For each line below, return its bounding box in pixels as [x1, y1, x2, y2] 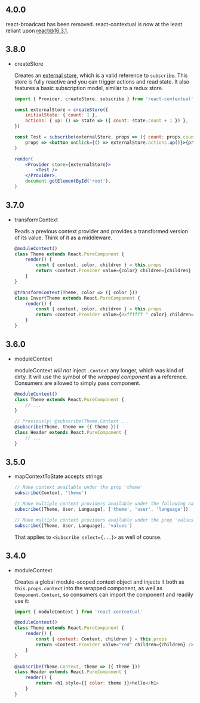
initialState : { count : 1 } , [25, 112, 98, 118]
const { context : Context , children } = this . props [36, 636, 167, 642]
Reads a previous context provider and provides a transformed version [14, 227, 189, 235]
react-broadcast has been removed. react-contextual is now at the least [5, 20, 183, 27]
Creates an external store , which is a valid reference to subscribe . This [14, 72, 188, 79]
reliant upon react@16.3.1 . [5, 27, 69, 34]
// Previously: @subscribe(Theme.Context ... [14, 418, 130, 424]
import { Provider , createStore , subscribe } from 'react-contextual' [14, 95, 194, 102]
